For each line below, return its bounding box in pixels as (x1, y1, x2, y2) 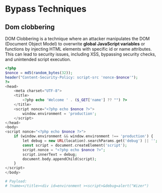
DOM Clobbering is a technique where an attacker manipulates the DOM (5, 36, 150, 41)
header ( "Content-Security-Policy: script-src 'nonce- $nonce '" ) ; (5, 75, 138, 80)
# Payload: (5, 179, 27, 184)
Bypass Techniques (5, 3, 87, 15)
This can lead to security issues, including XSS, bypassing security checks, (5, 51, 157, 57)
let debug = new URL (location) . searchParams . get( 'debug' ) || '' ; (22, 138, 158, 143)
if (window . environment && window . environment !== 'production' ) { (14, 134, 153, 139)
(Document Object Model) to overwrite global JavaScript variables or (5, 41, 145, 47)
